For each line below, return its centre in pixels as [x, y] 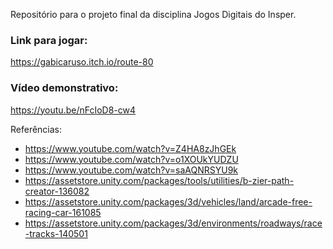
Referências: [36, 129]
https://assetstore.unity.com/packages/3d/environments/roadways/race [173, 223]
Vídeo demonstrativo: [64, 88]
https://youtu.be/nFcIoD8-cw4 [73, 110]
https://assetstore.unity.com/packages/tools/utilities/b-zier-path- [159, 180]
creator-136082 [57, 191]
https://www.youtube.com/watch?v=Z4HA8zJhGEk [130, 148]
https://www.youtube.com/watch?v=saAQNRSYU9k [131, 170]
